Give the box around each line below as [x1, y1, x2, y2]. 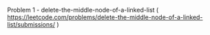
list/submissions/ [7, 21, 55, 28]
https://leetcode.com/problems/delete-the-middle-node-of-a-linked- [7, 13, 203, 21]
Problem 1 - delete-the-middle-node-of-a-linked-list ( [7, 6, 159, 14]
